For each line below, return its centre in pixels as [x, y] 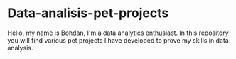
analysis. [20, 48]
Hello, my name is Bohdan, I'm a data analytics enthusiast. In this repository [118, 33]
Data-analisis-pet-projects [88, 13]
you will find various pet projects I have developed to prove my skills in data [118, 40]
